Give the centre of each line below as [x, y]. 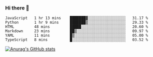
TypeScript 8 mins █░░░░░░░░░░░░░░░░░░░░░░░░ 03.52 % [77, 40]
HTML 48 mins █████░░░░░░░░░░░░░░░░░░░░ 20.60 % [77, 27]
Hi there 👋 [17, 8]
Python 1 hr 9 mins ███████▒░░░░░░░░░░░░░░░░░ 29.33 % [77, 23]
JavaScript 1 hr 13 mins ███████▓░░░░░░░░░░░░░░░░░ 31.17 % [77, 18]
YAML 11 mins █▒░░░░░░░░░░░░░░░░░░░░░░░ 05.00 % [77, 36]
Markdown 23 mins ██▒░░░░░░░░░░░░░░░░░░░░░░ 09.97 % [77, 31]
